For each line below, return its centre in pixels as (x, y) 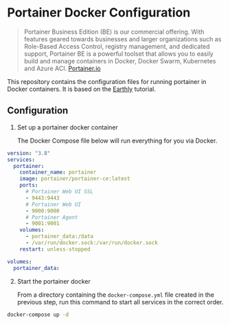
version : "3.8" (29, 153)
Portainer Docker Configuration (99, 13)
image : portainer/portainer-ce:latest (75, 179)
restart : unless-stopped (55, 249)
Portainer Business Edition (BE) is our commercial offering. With (114, 32)
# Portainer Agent (51, 217)
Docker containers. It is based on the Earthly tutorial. (81, 89)
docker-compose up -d (38, 315)
